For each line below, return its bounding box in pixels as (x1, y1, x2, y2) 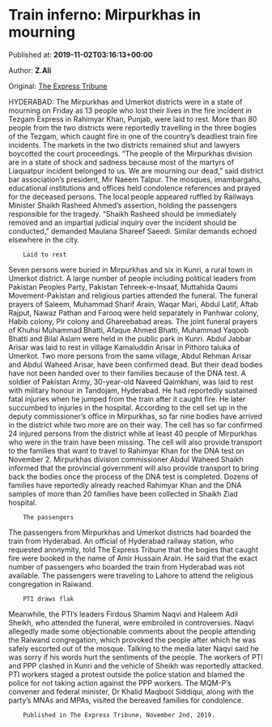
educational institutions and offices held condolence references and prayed (8, 183, 261, 192)
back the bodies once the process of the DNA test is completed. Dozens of (8, 471, 259, 481)
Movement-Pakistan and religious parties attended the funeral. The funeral (8, 290, 257, 300)
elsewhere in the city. (8, 234, 79, 244)
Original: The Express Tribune (8, 81, 108, 91)
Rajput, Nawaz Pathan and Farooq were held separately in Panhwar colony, (8, 308, 259, 317)
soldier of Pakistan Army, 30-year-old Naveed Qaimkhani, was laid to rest (8, 376, 253, 386)
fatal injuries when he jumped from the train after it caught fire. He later (8, 394, 246, 403)
